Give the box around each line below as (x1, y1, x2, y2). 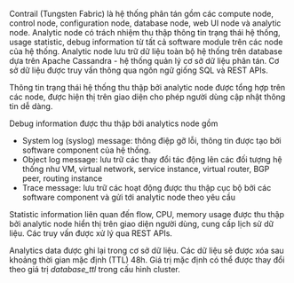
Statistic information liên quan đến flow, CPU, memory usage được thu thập (9, 209, 285, 219)
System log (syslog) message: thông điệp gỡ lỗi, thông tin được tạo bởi (21, 136, 282, 145)
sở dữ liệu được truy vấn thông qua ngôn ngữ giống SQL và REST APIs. (9, 65, 268, 75)
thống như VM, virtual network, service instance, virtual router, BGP (21, 164, 270, 174)
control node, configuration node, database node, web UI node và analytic (9, 18, 282, 28)
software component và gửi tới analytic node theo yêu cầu (21, 192, 236, 202)
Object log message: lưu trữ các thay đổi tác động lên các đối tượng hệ (21, 154, 282, 164)
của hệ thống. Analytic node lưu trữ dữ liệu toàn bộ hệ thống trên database (9, 46, 282, 57)
